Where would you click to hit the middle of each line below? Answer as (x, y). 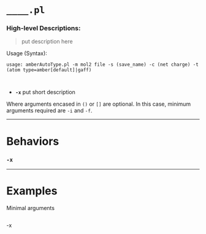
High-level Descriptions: (44, 28)
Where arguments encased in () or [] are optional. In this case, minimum (99, 104)
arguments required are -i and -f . (49, 111)
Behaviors (33, 141)
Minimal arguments (31, 208)
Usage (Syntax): (27, 53)
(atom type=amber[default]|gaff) (49, 70)
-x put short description (45, 92)
